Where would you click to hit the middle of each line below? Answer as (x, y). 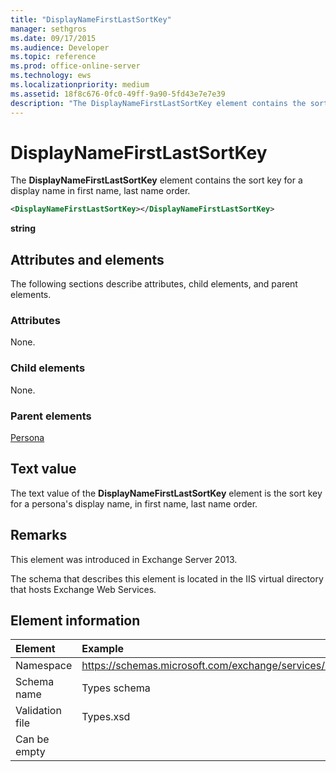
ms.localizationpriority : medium (80, 85)
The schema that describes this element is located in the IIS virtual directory (167, 578)
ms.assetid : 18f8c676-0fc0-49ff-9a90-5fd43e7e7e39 (118, 94)
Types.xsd (106, 717)
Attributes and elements (87, 259)
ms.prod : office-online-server (75, 66)
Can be (32, 739)
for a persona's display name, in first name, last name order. (134, 503)
